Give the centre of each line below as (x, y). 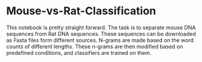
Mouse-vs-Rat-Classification (81, 11)
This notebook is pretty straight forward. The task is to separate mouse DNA (101, 27)
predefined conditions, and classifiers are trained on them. (79, 52)
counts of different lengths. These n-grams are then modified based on (95, 46)
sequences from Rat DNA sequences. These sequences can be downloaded (101, 33)
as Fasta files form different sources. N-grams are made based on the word (100, 40)
